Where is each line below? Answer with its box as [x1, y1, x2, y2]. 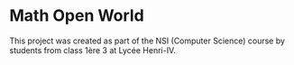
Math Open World [9, 5, 144, 26]
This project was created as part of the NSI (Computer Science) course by [9, 35, 286, 46]
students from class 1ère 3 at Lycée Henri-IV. [9, 44, 176, 55]
